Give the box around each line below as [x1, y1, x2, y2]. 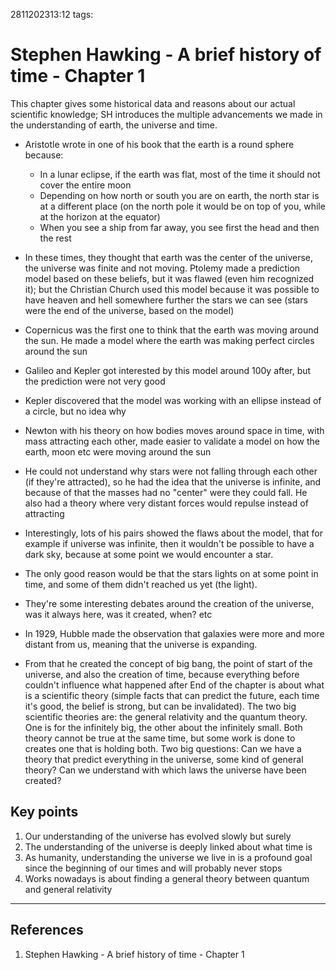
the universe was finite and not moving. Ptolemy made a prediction [24, 262, 301, 274]
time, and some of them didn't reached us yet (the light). [24, 578, 258, 590]
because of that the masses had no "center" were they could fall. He [24, 486, 308, 498]
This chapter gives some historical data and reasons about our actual [10, 97, 296, 109]
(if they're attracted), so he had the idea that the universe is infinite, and [24, 475, 322, 488]
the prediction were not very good [24, 375, 166, 387]
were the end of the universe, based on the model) [24, 304, 235, 316]
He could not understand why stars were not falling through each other [24, 465, 318, 477]
